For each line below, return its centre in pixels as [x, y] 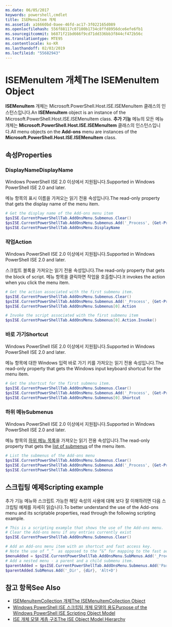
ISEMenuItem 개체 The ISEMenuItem [82, 80]
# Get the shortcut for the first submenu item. [58, 384]
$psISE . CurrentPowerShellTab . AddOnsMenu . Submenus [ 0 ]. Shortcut [73, 398]
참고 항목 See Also [33, 588]
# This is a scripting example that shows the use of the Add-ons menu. [84, 528]
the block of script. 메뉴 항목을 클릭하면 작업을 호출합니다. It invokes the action [85, 277]
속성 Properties [29, 155]
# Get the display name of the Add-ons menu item [59, 214]
